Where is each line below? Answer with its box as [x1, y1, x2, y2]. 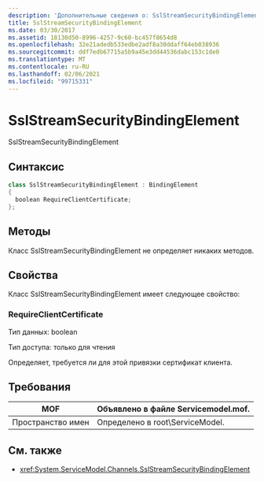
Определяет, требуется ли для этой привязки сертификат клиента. [8, 358, 233, 367]
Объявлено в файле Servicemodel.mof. [97, 403, 250, 414]
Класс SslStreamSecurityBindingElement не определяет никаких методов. [8, 246, 255, 255]
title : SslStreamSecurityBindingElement [8, 19, 143, 27]
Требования [8, 380, 71, 394]
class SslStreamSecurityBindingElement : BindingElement [8, 181, 199, 189]
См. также [8, 443, 63, 457]
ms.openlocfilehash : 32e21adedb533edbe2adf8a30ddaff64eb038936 [8, 41, 220, 49]
